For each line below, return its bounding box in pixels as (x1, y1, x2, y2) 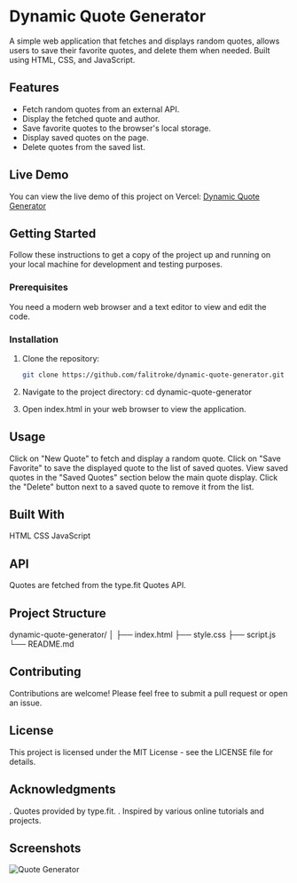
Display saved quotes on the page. (21, 131, 149, 143)
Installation (9, 333, 59, 346)
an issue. (9, 697, 43, 708)
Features (9, 80, 59, 95)
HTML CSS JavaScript (9, 530, 91, 541)
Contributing (9, 664, 82, 680)
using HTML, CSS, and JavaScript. (9, 54, 136, 65)
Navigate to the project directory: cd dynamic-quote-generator (21, 386, 253, 397)
